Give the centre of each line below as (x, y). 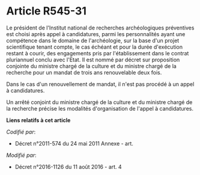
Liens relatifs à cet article (38, 120)
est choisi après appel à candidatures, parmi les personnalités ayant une (96, 34)
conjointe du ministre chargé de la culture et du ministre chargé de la (92, 66)
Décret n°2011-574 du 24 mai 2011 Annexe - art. (74, 143)
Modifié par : (22, 155)
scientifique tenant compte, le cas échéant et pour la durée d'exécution (95, 47)
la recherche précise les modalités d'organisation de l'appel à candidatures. (100, 108)
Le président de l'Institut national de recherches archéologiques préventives (100, 28)
